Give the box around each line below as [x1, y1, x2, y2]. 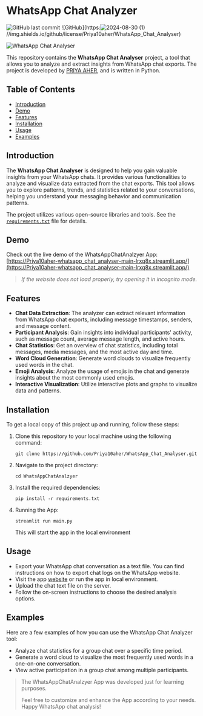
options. [15, 594, 36, 602]
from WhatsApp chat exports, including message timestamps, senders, [15, 316, 193, 323]
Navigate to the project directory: [15, 462, 98, 468]
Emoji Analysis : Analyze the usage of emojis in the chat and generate [15, 367, 190, 375]
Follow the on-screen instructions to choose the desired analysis [15, 588, 177, 596]
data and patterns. [15, 387, 62, 394]
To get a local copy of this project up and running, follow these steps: [6, 421, 179, 428]
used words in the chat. [15, 361, 74, 369]
